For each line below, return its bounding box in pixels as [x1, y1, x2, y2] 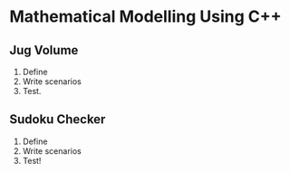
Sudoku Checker [9, 111, 106, 128]
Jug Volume [9, 43, 79, 58]
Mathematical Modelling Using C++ [9, 6, 282, 27]
